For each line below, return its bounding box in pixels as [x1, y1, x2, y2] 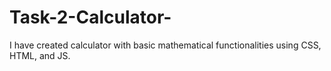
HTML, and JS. [9, 49, 71, 61]
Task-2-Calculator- [9, 6, 172, 29]
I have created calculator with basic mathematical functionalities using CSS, [9, 39, 322, 51]
